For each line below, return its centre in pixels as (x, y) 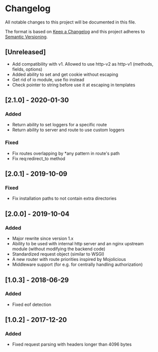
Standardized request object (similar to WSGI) (58, 254)
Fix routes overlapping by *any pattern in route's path (66, 153)
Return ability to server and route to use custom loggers (68, 130)
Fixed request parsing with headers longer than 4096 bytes (72, 344)
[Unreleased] (26, 52)
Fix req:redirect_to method (39, 158)
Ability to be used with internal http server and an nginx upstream (78, 244)
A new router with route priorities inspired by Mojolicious (69, 259)
